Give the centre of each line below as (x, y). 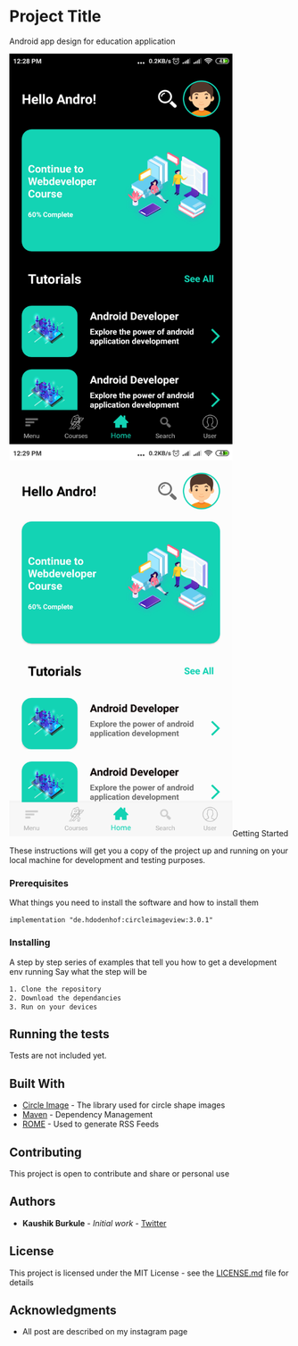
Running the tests (59, 1034)
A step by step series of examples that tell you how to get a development (143, 962)
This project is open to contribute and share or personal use (120, 1173)
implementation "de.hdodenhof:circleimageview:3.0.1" (112, 920)
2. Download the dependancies (66, 998)
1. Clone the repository (55, 989)
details (21, 1282)
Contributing (46, 1152)
